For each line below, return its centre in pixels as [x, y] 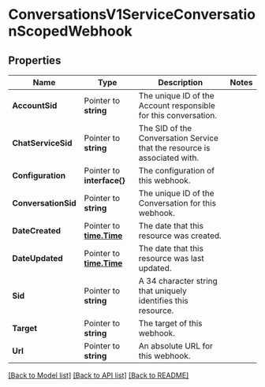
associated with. [169, 158]
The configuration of [177, 171]
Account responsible [177, 106]
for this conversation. [178, 115]
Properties [35, 60]
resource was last [171, 258]
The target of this [170, 323]
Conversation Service [179, 138]
